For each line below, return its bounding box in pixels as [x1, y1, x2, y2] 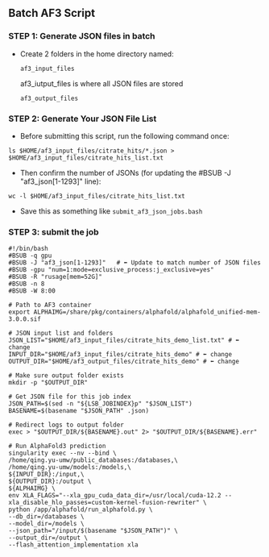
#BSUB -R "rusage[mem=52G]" [8, 273, 103, 281]
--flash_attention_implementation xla [8, 541, 139, 549]
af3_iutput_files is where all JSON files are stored [19, 78, 184, 88]
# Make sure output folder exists [8, 372, 125, 380]
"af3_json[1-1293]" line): [19, 177, 101, 186]
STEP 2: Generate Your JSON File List [8, 113, 157, 124]
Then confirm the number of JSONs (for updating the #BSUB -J [19, 168, 231, 177]
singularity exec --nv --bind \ [8, 449, 117, 458]
